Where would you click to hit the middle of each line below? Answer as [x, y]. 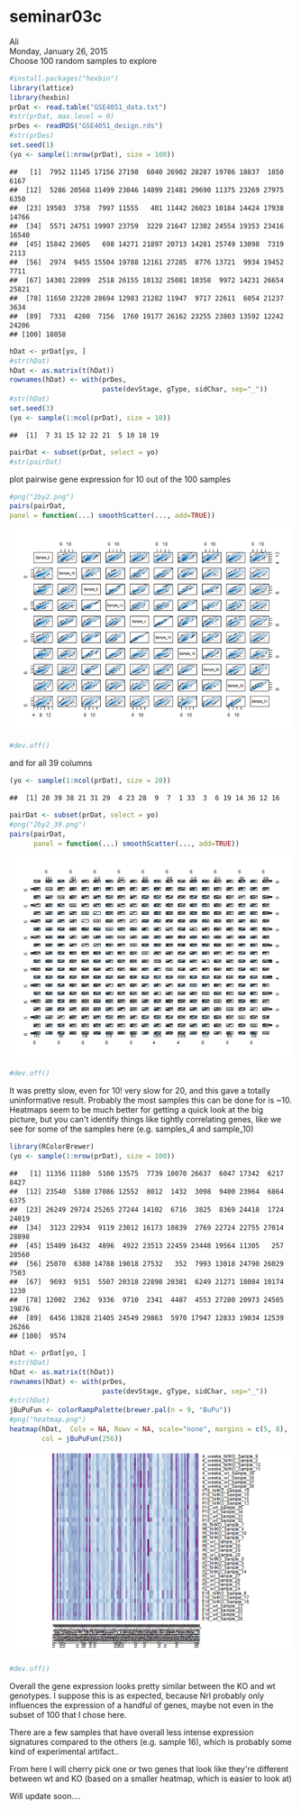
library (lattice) [42, 88]
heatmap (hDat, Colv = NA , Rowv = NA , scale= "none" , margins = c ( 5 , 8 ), [149, 1429]
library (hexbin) [40, 97]
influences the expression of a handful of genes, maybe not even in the [141, 1705]
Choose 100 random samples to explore [83, 60]
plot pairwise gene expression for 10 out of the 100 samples [120, 479]
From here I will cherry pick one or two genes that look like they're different [149, 1768]
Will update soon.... [45, 1796]
